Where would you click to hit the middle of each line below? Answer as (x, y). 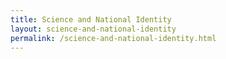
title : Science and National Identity (91, 19)
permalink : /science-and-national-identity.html (113, 38)
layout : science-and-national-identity (93, 29)
